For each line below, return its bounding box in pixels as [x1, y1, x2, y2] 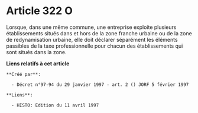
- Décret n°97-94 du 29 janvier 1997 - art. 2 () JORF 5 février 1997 [11, 81, 189, 88]
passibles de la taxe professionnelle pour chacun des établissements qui [6, 42, 183, 49]
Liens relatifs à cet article [6, 60, 70, 67]
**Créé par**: [6, 71, 41, 77]
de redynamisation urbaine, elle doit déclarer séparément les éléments [6, 36, 178, 43]
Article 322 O [6, 4, 73, 18]
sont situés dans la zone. [6, 48, 67, 55]
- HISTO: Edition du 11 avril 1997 [11, 102, 99, 108]
